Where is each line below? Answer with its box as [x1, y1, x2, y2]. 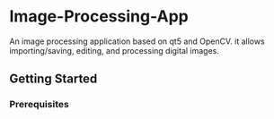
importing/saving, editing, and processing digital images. [9, 45, 220, 55]
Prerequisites [9, 98, 69, 111]
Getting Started [9, 72, 98, 87]
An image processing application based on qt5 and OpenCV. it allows [9, 36, 265, 47]
